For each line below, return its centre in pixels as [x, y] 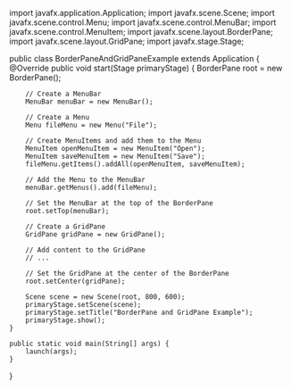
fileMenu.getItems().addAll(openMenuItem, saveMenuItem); [135, 164]
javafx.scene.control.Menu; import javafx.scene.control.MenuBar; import [143, 22]
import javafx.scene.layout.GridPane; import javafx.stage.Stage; [127, 41]
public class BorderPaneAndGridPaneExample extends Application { [135, 58]
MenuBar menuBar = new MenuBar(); [89, 102]
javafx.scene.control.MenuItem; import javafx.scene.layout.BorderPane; [141, 32]
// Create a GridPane [65, 227]
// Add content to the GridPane [85, 250]
